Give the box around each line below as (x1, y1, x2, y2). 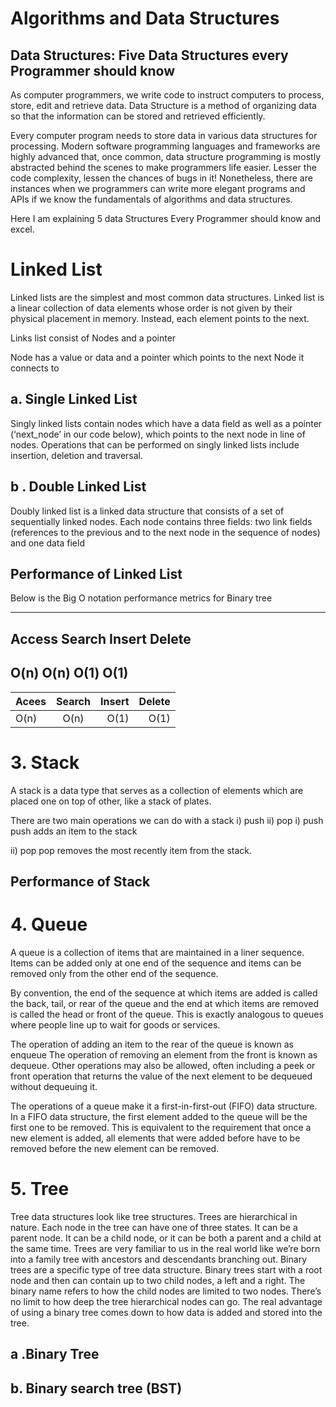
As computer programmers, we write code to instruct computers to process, (10, 89, 325, 101)
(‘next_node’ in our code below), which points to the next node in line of (10, 428, 306, 440)
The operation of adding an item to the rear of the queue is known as (10, 1038, 294, 1050)
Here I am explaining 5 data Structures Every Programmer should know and (10, 213, 322, 224)
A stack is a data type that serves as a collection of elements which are (10, 784, 304, 796)
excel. (10, 223, 35, 235)
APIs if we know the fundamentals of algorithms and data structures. (10, 193, 293, 205)
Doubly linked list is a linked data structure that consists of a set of (10, 505, 285, 517)
